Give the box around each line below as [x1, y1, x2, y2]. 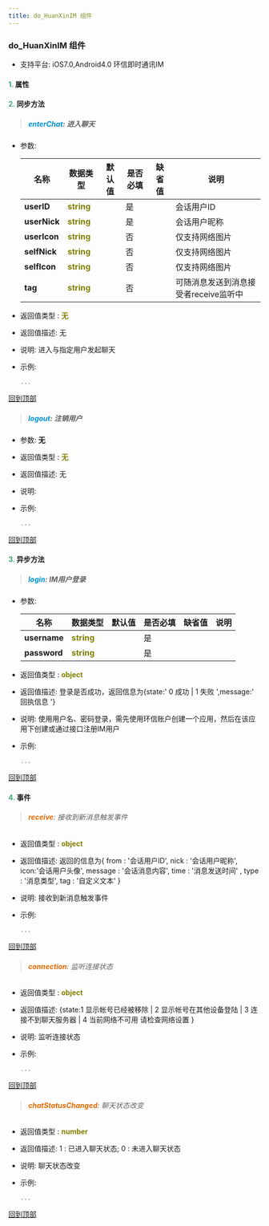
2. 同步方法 [8, 99, 46, 109]
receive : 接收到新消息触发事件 [27, 812, 128, 822]
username [23, 632, 64, 643]
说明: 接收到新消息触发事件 [19, 893, 109, 903]
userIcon [23, 231, 59, 242]
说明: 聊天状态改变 [19, 1161, 81, 1171]
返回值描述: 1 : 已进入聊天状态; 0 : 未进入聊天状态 [19, 1144, 182, 1154]
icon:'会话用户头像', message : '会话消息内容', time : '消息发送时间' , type [19, 866, 259, 875]
